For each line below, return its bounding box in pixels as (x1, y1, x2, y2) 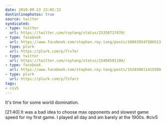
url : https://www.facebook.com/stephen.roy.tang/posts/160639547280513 (9, 40, 162, 45)
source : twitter (5, 16, 39, 21)
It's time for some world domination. (5, 99, 80, 105)
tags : (5, 81, 16, 86)
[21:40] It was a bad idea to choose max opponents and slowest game (5, 109, 149, 115)
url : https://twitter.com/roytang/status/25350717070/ (9, 30, 126, 35)
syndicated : (5, 21, 30, 26)
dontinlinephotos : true (5, 12, 55, 17)
